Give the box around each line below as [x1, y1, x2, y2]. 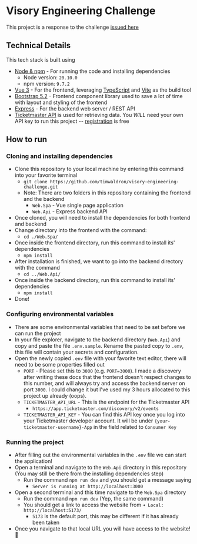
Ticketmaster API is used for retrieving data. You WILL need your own [14, 111, 183, 118]
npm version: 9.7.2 [23, 80, 70, 87]
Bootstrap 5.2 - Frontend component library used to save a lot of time [14, 92, 183, 99]
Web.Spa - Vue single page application [32, 202, 123, 209]
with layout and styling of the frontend [14, 99, 108, 106]
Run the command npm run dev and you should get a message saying [23, 476, 192, 483]
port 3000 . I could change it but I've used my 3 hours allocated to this [23, 386, 191, 393]
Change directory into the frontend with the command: [14, 227, 147, 234]
